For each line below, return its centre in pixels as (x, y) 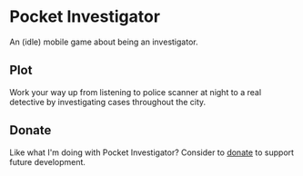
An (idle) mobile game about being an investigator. (104, 42)
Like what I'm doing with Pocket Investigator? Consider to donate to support (151, 152)
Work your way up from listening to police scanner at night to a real (136, 92)
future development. (48, 161)
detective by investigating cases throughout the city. (108, 102)
